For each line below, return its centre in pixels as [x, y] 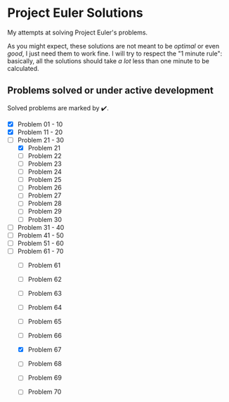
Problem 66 [45, 336]
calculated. [24, 68]
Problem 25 [45, 180]
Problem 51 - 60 [41, 243]
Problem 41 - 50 [41, 235]
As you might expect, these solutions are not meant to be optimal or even [113, 46]
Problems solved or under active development [111, 90]
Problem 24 [45, 172]
